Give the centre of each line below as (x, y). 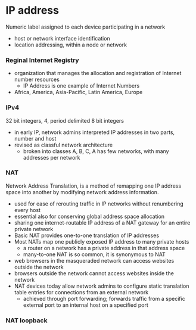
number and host (35, 138)
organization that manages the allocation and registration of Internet (98, 73)
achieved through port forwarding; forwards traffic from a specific (104, 298)
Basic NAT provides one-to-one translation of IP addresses (86, 235)
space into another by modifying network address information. (82, 192)
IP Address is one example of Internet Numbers (81, 86)
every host (27, 210)
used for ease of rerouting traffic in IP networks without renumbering (99, 204)
